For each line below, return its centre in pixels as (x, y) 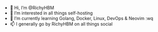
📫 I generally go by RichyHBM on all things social (61, 24)
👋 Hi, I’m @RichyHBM (32, 8)
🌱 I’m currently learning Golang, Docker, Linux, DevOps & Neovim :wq (81, 18)
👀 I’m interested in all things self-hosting (51, 13)
